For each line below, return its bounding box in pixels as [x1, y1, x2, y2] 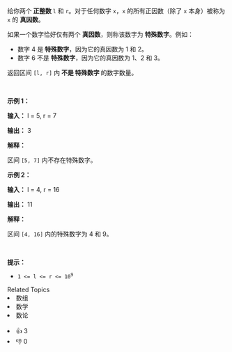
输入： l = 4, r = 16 [7, 186, 60, 193]
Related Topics [7, 285, 50, 294]
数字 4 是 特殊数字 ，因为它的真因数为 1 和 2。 [17, 45, 148, 53]
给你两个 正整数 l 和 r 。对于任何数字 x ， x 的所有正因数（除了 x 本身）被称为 [7, 7, 226, 15]
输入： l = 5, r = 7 [7, 111, 57, 120]
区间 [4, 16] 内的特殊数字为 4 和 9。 [7, 230, 113, 238]
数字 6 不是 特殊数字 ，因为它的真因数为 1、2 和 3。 [17, 54, 164, 62]
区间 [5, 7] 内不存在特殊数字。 [7, 156, 97, 164]
